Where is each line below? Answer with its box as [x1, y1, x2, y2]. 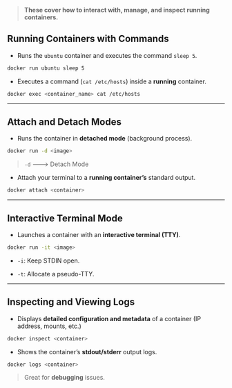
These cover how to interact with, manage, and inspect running [23, 6, 211, 14]
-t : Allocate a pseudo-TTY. [17, 269, 95, 278]
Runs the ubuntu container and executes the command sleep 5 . [17, 51, 197, 59]
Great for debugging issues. [23, 374, 106, 382]
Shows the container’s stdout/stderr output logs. [17, 347, 157, 356]
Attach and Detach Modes [7, 116, 122, 127]
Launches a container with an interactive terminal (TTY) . [17, 230, 181, 238]
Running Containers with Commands [7, 33, 169, 45]
